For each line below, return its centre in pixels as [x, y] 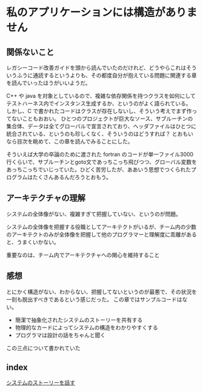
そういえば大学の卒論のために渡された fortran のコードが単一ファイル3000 [100, 154]
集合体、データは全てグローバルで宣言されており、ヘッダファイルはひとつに [101, 126]
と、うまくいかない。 [33, 242]
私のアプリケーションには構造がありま [102, 12]
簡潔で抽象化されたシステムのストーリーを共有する [79, 320]
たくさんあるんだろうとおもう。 [72, 177]
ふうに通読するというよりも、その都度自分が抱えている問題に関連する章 [107, 75]
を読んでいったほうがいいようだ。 [48, 83]
